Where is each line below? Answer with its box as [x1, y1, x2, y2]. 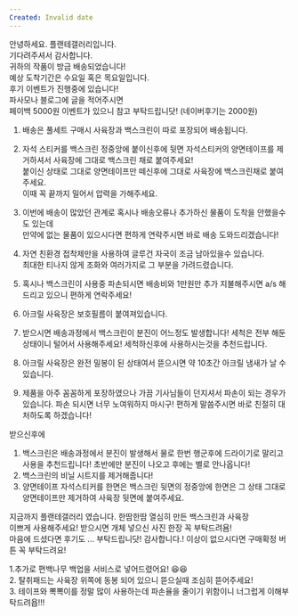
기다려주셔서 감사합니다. [9, 50, 93, 61]
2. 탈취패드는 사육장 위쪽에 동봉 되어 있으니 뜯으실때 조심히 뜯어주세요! [9, 574, 254, 585]
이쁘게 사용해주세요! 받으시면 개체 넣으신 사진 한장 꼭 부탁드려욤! [9, 522, 233, 533]
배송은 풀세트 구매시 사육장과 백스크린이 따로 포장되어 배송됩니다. [21, 124, 248, 135]
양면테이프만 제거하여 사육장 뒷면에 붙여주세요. [21, 492, 185, 503]
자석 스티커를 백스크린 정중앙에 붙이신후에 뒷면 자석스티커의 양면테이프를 [21, 144, 275, 154]
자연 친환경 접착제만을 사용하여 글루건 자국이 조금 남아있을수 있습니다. [21, 248, 265, 259]
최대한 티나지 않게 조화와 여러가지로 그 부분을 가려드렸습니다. [21, 259, 234, 270]
